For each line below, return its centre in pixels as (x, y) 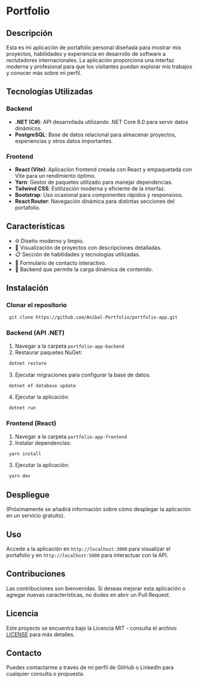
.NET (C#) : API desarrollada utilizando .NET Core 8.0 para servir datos (101, 122)
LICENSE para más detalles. (40, 634)
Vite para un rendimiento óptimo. (55, 175)
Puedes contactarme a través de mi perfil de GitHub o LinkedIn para (90, 667)
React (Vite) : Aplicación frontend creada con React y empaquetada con (103, 169)
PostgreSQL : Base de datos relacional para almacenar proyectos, (95, 134)
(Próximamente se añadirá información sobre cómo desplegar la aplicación (99, 509)
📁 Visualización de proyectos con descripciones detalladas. (88, 247)
